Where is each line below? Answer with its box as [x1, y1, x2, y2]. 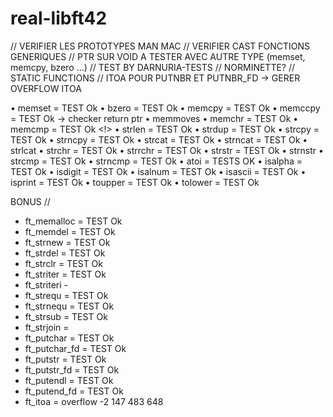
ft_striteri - [24, 278, 69, 291]
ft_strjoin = [24, 321, 70, 333]
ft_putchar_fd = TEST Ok [24, 342, 127, 354]
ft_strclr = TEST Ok [24, 257, 103, 269]
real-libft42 [10, 7, 108, 30]
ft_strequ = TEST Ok [24, 289, 109, 301]
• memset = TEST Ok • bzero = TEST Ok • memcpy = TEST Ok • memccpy [10, 102, 321, 114]
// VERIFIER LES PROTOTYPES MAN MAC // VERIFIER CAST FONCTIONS [10, 40, 311, 52]
